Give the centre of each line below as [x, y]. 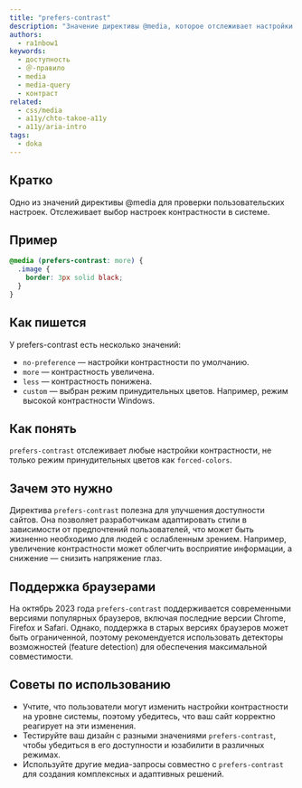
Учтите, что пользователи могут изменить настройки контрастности [156, 707]
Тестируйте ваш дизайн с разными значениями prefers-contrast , [149, 735]
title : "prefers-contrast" [60, 18]
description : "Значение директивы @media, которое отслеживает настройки [151, 26]
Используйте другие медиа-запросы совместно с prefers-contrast [153, 764]
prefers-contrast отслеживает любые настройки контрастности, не [141, 450]
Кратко [31, 180]
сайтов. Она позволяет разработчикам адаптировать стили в [128, 520]
